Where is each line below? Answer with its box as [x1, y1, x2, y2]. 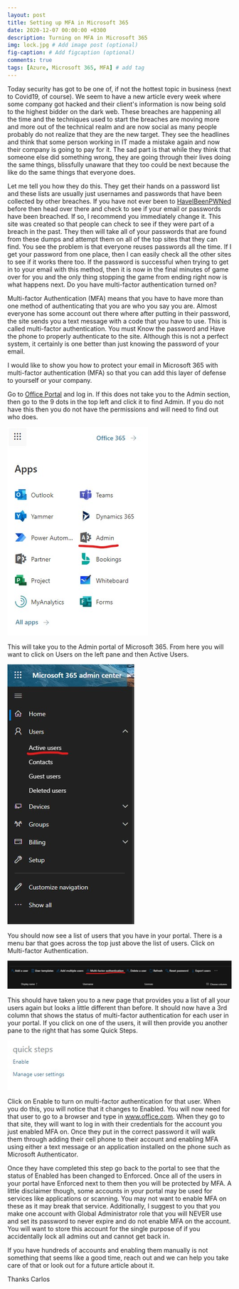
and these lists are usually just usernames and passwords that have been [7, 189, 222, 197]
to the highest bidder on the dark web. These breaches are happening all [7, 107, 221, 115]
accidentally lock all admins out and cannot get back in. [7, 1232, 171, 1241]
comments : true [7, 57, 53, 64]
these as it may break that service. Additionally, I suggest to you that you [7, 1201, 221, 1210]
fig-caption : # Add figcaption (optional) [7, 49, 135, 56]
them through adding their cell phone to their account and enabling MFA [7, 1134, 218, 1144]
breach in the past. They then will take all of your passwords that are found [7, 227, 227, 235]
